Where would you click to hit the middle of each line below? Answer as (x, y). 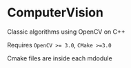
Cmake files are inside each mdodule (60, 58)
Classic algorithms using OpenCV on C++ (66, 32)
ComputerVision (55, 13)
